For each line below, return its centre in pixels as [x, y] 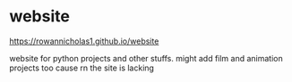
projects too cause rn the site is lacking [82, 68]
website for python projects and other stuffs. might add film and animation [146, 58]
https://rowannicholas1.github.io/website [84, 41]
